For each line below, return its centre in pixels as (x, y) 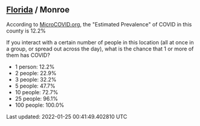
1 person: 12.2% (35, 67)
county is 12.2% (26, 31)
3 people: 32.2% (36, 79)
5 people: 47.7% (35, 86)
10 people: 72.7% (36, 92)
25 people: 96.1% (36, 98)
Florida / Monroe (38, 10)
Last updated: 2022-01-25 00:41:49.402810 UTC (67, 116)
